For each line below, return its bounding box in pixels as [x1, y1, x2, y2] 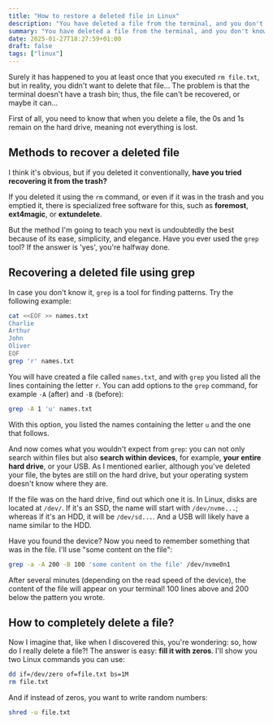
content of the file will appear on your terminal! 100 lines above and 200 [8, 583, 249, 594]
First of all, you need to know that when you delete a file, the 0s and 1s [8, 114, 245, 123]
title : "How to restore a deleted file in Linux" [8, 11, 180, 20]
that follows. [8, 428, 50, 438]
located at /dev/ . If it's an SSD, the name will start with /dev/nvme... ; [8, 503, 238, 512]
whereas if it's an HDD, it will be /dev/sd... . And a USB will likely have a [8, 512, 249, 521]
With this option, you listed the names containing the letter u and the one [8, 420, 251, 429]
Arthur [8, 327, 31, 335]
